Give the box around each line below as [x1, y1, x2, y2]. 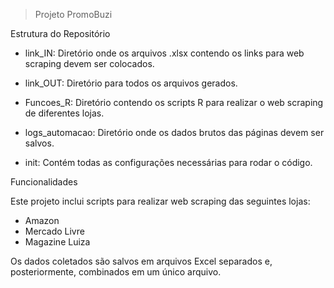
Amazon [24, 215, 60, 226]
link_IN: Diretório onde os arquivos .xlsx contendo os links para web [24, 47, 305, 59]
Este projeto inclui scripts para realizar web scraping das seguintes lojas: [10, 195, 311, 207]
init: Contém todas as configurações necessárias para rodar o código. [24, 157, 313, 168]
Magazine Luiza [24, 236, 91, 248]
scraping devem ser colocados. [24, 58, 155, 69]
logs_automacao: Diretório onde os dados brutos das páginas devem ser [24, 127, 325, 138]
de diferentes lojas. [24, 107, 105, 119]
